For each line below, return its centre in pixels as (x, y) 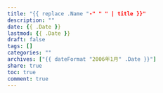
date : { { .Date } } (34, 27)
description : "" (31, 20)
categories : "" (30, 53)
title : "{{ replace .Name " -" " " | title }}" (77, 14)
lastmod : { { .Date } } (39, 33)
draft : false (26, 40)
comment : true (28, 79)
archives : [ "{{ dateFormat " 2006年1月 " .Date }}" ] (82, 59)
